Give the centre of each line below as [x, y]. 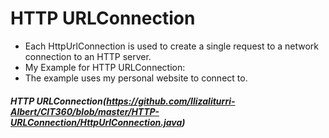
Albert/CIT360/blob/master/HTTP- [85, 111]
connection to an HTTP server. [88, 56]
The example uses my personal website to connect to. [136, 78]
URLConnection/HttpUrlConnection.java [96, 122]
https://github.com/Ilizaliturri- [171, 101]
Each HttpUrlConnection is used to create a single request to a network [172, 46]
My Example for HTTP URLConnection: [105, 67]
